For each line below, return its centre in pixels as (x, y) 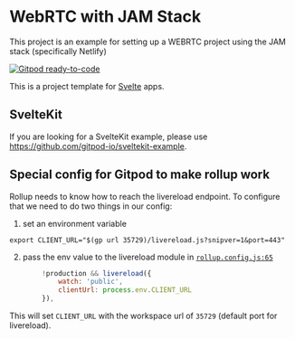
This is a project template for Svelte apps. (87, 86)
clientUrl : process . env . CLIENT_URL (125, 290)
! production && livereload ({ (97, 273)
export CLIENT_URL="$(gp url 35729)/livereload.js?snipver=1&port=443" (147, 240)
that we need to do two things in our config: (91, 206)
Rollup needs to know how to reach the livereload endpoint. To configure (145, 196)
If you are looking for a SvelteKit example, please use (109, 137)
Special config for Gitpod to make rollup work (139, 175)
